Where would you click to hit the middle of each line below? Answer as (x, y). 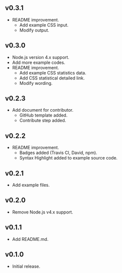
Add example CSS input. (44, 25)
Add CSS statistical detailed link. (52, 78)
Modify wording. (36, 83)
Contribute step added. (43, 120)
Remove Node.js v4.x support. (42, 212)
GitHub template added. (43, 115)
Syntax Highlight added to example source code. (69, 158)
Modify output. (34, 30)
